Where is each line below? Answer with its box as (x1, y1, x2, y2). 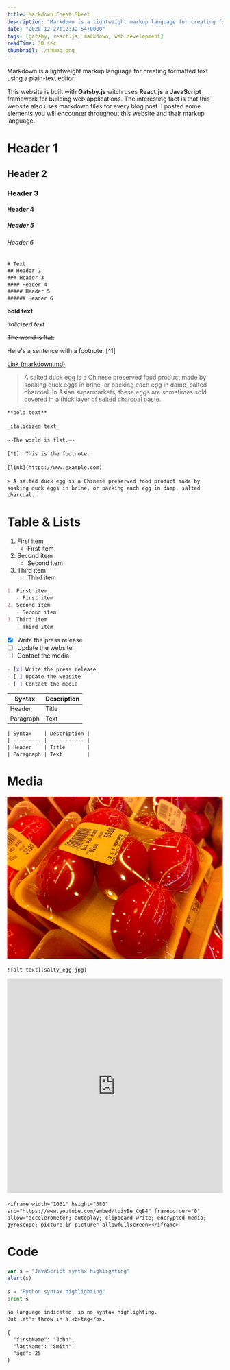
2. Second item (7, 602, 51, 609)
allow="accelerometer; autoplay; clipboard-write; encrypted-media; (7, 1214, 207, 1222)
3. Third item (7, 616, 48, 623)
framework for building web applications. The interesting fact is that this (7, 95, 210, 103)
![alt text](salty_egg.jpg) (7, 967, 88, 974)
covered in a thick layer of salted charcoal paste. (23, 395, 162, 403)
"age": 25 (13, 1349, 41, 1357)
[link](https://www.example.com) (7, 464, 103, 471)
